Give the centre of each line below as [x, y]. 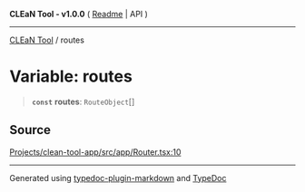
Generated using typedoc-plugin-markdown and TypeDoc [118, 178]
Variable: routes [71, 77]
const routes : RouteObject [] [83, 101]
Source [30, 130]
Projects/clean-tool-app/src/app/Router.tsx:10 [95, 152]
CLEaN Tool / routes [47, 40]
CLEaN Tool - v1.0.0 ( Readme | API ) [79, 14]
